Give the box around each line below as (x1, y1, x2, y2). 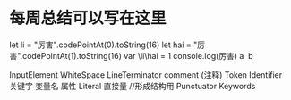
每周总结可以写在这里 (9, 8, 167, 29)
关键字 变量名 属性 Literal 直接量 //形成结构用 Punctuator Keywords (9, 80, 256, 91)
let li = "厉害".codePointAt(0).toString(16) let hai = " (9, 39, 198, 50)
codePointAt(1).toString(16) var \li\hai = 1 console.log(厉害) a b (21, 50, 253, 61)
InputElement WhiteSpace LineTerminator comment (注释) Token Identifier (9, 69, 283, 80)
